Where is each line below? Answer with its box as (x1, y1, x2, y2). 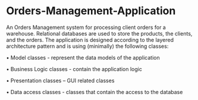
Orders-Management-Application (6, 4, 176, 18)
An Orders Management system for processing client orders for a (6, 24, 166, 31)
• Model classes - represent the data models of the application (6, 54, 160, 61)
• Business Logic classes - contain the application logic (6, 65, 143, 72)
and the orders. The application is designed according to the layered (6, 36, 174, 43)
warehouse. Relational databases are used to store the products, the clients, (6, 30, 193, 37)
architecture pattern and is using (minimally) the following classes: (6, 43, 169, 50)
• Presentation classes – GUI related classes (6, 77, 115, 84)
